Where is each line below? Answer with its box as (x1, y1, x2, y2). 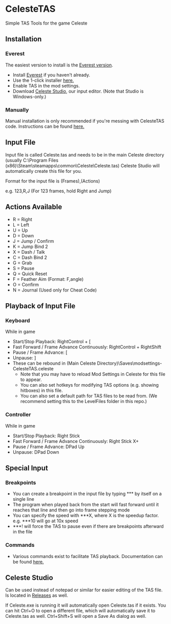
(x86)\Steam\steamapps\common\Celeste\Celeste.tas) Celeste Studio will (5, 162, 160, 169)
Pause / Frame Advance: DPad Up (12, 443, 85, 450)
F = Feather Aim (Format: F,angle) (12, 276, 84, 282)
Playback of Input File (5, 301, 76, 310)
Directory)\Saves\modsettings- (96, 360, 162, 366)
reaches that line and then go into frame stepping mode (12, 507, 130, 513)
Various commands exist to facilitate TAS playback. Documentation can (12, 553, 163, 559)
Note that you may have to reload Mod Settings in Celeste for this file (20, 371, 166, 377)
